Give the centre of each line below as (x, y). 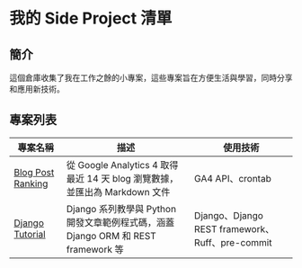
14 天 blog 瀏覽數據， (133, 178)
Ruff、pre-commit (233, 242)
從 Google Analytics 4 (112, 165)
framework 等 (95, 249)
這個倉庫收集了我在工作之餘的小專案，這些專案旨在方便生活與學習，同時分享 (151, 78)
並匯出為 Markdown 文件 (118, 192)
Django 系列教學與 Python (121, 209)
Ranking (31, 183)
